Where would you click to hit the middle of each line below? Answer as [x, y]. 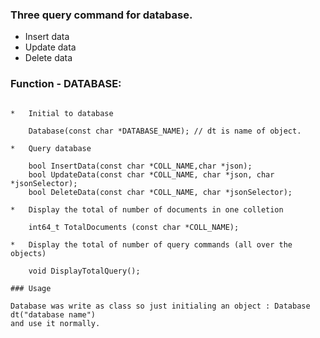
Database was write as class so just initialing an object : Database [160, 306]
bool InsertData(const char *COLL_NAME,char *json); [140, 166]
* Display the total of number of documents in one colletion [147, 209]
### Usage [31, 288]
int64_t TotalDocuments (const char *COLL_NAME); [134, 227]
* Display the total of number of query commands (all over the [151, 244]
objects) [28, 253]
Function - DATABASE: [66, 84]
